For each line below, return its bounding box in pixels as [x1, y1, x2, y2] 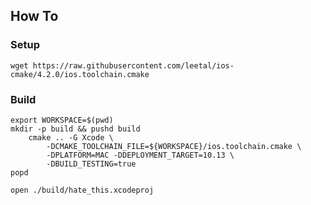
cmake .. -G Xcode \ [28, 132, 114, 143]
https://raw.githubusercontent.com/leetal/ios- [32, 60, 235, 71]
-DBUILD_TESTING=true [46, 159, 137, 169]
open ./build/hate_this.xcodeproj [10, 185, 155, 195]
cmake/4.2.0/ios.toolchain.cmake [10, 69, 150, 79]
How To [10, 8, 59, 25]
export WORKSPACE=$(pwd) [10, 115, 114, 125]
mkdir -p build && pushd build [10, 124, 141, 134]
